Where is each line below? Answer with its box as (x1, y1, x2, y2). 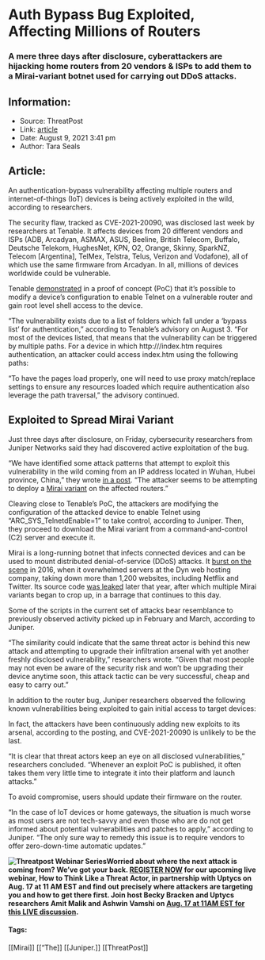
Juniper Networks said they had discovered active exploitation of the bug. (8, 443, 249, 452)
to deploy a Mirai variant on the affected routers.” (8, 483, 168, 493)
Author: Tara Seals (19, 141, 81, 151)
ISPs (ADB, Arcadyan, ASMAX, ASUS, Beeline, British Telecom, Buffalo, (8, 234, 240, 244)
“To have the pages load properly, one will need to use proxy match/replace (8, 373, 256, 382)
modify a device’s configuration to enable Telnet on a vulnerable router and (8, 292, 253, 301)
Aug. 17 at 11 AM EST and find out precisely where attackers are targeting (8, 881, 253, 891)
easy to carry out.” (8, 680, 69, 689)
